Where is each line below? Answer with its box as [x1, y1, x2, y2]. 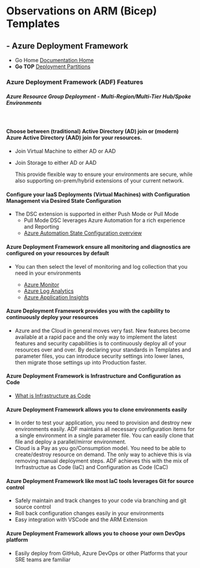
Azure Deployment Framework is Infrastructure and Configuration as [6, 372, 181, 379]
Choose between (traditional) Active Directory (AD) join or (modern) [6, 127, 179, 135]
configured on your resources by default [6, 250, 110, 257]
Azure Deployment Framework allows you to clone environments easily [6, 406, 187, 413]
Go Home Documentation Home [14, 57, 94, 63]
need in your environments [14, 269, 81, 277]
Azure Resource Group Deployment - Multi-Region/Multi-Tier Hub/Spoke [6, 93, 192, 100]
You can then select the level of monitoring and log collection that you [14, 263, 187, 270]
